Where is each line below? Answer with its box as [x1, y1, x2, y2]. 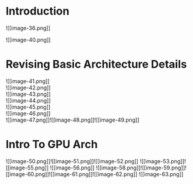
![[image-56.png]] [50, 164, 95, 171]
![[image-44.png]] [5, 97, 51, 104]
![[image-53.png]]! [140, 157, 186, 165]
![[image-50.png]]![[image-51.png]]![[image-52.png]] [5, 157, 139, 165]
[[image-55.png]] [5, 164, 49, 171]
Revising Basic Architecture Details [5, 58, 188, 71]
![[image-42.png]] [5, 84, 51, 91]
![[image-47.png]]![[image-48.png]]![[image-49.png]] [5, 116, 140, 123]
